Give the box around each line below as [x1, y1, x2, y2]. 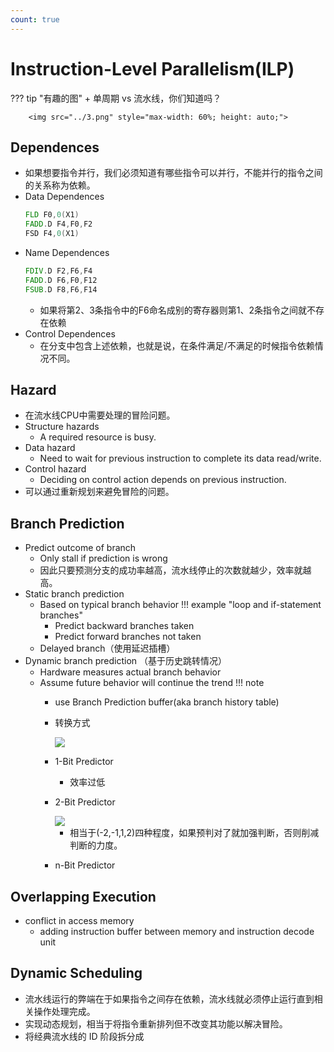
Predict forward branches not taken [54, 631, 202, 643]
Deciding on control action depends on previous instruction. [39, 474, 287, 486]
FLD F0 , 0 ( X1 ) [24, 210, 80, 220]
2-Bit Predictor [54, 796, 116, 808]
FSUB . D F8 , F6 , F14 [24, 284, 98, 295]
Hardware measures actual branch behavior [39, 666, 222, 678]
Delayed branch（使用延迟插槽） [39, 642, 176, 655]
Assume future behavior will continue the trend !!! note [39, 677, 265, 689]
